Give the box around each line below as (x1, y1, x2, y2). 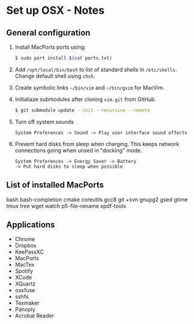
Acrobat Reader (14, 312, 54, 319)
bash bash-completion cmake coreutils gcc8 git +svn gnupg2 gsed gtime (6, 196, 188, 203)
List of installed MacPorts (6, 180, 104, 190)
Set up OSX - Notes (6, 4, 105, 17)
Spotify (14, 267, 33, 275)
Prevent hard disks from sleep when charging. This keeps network (14, 140, 180, 147)
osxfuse (14, 287, 35, 294)
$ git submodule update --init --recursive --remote (14, 107, 150, 113)
